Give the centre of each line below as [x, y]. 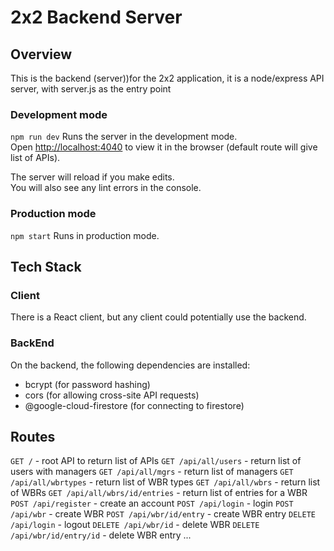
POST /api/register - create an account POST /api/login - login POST [152, 503]
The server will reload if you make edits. [92, 177]
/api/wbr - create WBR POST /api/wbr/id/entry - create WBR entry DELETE [163, 514]
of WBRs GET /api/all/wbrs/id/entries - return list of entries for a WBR [159, 493]
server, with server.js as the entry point [91, 89]
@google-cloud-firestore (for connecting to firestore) [134, 405]
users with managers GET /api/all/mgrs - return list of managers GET [152, 472]
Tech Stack [46, 266]
